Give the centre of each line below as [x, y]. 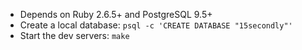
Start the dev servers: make [74, 35]
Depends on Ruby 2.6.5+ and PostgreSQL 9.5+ [116, 14]
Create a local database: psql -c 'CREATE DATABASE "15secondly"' [156, 25]
